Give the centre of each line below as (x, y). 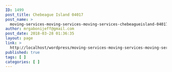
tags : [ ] (16, 57)
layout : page (19, 39)
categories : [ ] (23, 62)
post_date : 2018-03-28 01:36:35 (40, 33)
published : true (23, 52)
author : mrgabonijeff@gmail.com (40, 29)
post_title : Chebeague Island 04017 (44, 15)
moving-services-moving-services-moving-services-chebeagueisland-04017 (89, 24)
